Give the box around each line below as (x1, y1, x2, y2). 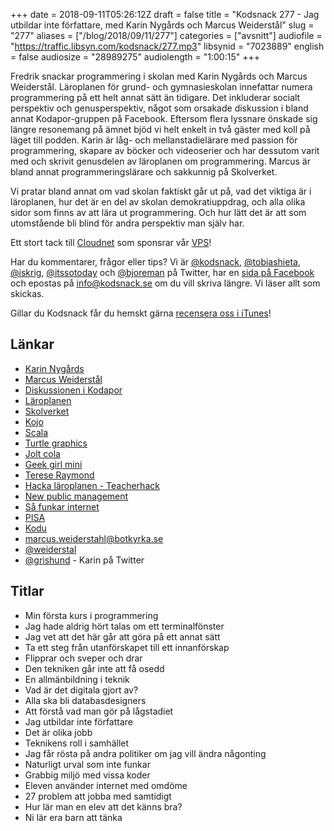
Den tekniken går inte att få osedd (24, 662, 165, 674)
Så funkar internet (24, 500, 100, 513)
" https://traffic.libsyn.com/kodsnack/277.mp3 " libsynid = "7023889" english (10, 40, 325, 52)
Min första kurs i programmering (24, 609, 159, 621)
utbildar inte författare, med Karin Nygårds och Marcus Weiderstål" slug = (10, 19, 315, 31)
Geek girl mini (24, 458, 83, 470)
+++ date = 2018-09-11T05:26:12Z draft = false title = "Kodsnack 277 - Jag (10, 9, 320, 20)
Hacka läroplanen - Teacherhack (24, 479, 160, 491)
